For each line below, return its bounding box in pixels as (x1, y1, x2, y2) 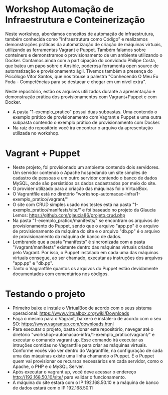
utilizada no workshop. (12, 130, 60, 136)
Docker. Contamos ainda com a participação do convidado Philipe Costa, (5, 57, 156, 63)
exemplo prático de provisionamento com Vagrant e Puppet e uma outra (12, 114, 162, 120)
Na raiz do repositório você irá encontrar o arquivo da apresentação (12, 124, 153, 131)
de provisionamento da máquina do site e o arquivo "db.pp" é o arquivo (12, 228, 160, 234)
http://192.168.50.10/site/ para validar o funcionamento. (12, 374, 126, 380)
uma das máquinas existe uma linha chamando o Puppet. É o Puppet (12, 352, 154, 359)
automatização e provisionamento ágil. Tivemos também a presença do (5, 68, 153, 74)
